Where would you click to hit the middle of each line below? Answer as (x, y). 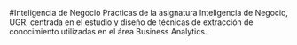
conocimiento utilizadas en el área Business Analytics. (108, 31)
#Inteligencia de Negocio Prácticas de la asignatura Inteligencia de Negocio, (148, 13)
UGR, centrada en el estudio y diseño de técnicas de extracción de (131, 22)
